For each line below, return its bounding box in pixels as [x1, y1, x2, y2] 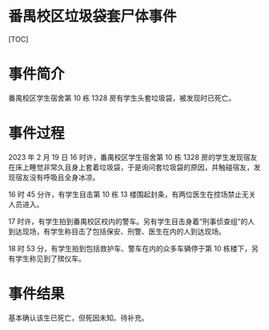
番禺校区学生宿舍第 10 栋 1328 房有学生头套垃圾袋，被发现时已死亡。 [8, 93, 236, 103]
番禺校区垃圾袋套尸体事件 [8, 7, 178, 26]
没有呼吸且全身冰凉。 [29, 172, 100, 181]
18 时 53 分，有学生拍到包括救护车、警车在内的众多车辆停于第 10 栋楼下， [8, 243, 252, 253]
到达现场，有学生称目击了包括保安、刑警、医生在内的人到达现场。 [8, 226, 226, 236]
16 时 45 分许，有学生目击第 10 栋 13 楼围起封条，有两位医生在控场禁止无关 [8, 189, 256, 199]
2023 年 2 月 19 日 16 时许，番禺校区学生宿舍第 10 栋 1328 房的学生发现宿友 [8, 152, 258, 161]
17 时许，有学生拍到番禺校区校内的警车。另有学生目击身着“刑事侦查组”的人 [8, 216, 255, 226]
